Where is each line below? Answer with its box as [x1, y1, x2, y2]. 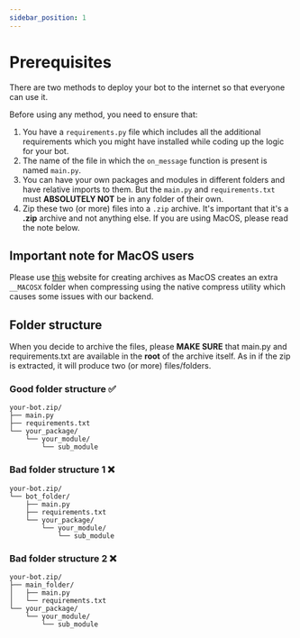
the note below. [22, 222, 80, 232]
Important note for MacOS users [9, 248, 195, 263]
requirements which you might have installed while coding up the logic [22, 136, 285, 147]
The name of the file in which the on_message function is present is [22, 155, 268, 166]
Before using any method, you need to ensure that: [9, 109, 198, 120]
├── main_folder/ [9, 580, 75, 590]
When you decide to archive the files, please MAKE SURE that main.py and [9, 342, 287, 352]
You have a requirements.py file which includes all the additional [22, 126, 261, 137]
